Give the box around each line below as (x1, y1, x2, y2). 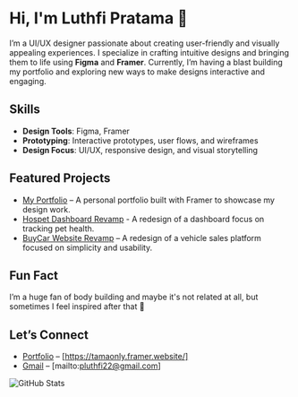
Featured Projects (9, 170, 111, 186)
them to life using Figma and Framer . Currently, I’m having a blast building (9, 56, 284, 67)
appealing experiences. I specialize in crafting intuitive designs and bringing (9, 47, 289, 57)
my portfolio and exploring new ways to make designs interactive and (9, 66, 266, 77)
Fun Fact (9, 268, 58, 283)
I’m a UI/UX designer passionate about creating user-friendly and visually (9, 38, 280, 48)
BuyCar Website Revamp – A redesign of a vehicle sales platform (21, 232, 262, 243)
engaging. (9, 75, 47, 86)
